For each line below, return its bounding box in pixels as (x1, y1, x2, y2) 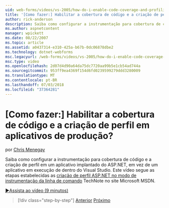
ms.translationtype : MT (5, 73, 55, 78)
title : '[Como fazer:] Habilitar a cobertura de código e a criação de (5, 12, 158, 17)
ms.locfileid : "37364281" (5, 87, 59, 92)
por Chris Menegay (5, 147, 45, 153)
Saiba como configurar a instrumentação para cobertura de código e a (5, 157, 152, 163)
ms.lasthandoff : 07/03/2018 (5, 82, 64, 87)
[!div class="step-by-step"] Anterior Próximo (17, 197, 111, 203)
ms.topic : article (5, 40, 44, 45)
